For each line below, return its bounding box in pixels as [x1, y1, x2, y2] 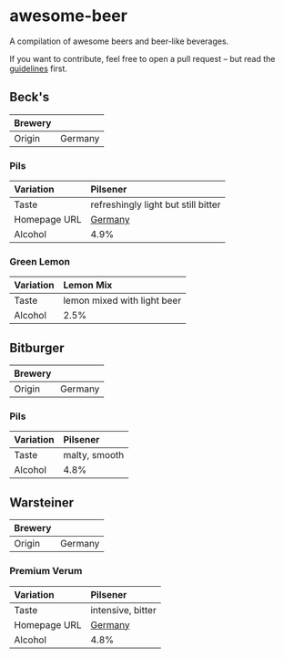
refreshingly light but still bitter [90, 198, 221, 211]
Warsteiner [9, 495, 75, 510]
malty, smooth [63, 449, 125, 462]
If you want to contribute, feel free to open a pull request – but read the [9, 53, 276, 64]
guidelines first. [9, 63, 68, 74]
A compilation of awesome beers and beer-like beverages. [9, 36, 229, 47]
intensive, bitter [90, 603, 157, 616]
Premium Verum [9, 565, 83, 578]
